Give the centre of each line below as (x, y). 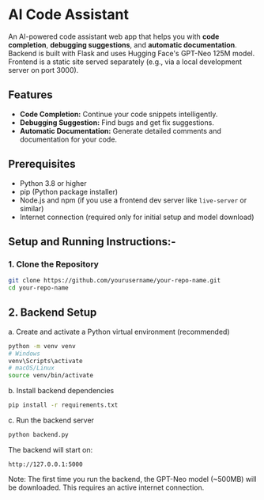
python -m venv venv (42, 346)
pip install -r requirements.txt (63, 405)
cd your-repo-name (38, 288)
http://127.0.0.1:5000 (45, 464)
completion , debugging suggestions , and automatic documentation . (123, 44)
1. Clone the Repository (53, 264)
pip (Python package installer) (69, 191)
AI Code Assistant (68, 15)
